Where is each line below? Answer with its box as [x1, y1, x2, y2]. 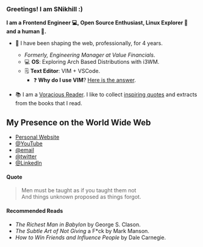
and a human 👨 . [6, 28, 47, 35]
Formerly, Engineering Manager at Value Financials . [24, 51, 155, 59]
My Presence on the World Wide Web [6, 117, 151, 128]
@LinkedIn [15, 159, 43, 167]
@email [15, 147, 35, 154]
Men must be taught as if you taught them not [21, 187, 137, 194]
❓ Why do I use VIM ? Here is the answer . [33, 77, 136, 84]
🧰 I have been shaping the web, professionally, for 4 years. [15, 40, 163, 47]
